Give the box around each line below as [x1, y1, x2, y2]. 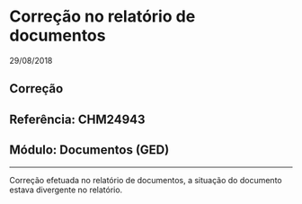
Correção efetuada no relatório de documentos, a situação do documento [9, 174, 282, 185]
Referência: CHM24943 [9, 111, 146, 127]
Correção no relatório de [9, 6, 196, 27]
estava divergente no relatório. [9, 184, 123, 195]
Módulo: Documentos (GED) [9, 142, 170, 158]
